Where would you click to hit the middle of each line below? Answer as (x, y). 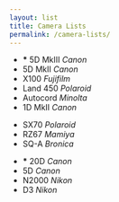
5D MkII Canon (50, 69)
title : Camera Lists (48, 26)
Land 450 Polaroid (57, 88)
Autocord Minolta (55, 98)
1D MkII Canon (50, 108)
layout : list (34, 18)
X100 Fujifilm (46, 79)
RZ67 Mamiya (48, 135)
